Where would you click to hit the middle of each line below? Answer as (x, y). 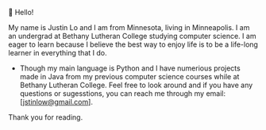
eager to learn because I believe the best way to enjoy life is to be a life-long (133, 44)
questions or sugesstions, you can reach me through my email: (123, 94)
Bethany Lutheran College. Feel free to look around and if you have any (136, 85)
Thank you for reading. (46, 117)
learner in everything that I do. (58, 53)
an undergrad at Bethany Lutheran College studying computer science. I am (132, 36)
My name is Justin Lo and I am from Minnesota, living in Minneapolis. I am (129, 27)
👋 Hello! (21, 12)
